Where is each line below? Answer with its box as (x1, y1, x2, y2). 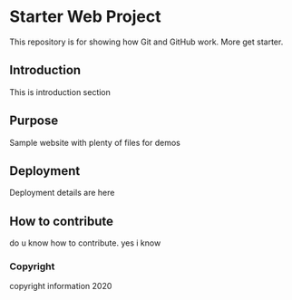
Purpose (9, 113, 59, 129)
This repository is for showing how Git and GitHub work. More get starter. (9, 36, 284, 47)
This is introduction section (9, 86, 112, 97)
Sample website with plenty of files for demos (9, 137, 181, 148)
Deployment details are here (9, 188, 115, 198)
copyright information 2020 (9, 281, 112, 292)
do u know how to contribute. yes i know (9, 237, 161, 248)
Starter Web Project (9, 6, 161, 27)
